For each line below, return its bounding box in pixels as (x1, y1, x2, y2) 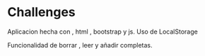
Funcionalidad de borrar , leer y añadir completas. (7, 41, 153, 49)
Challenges (7, 4, 76, 20)
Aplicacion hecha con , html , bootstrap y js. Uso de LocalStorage (7, 27, 198, 36)
